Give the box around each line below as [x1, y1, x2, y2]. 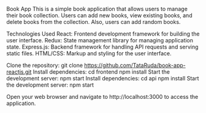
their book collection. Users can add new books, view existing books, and [6, 12, 193, 19]
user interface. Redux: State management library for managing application [6, 37, 194, 44]
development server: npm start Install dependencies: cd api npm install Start [6, 75, 199, 82]
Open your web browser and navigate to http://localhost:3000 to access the [6, 93, 199, 100]
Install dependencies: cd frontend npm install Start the [32, 68, 170, 76]
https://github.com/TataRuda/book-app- [84, 61, 186, 69]
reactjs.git [6, 68, 32, 76]
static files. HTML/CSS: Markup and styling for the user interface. [6, 50, 172, 57]
